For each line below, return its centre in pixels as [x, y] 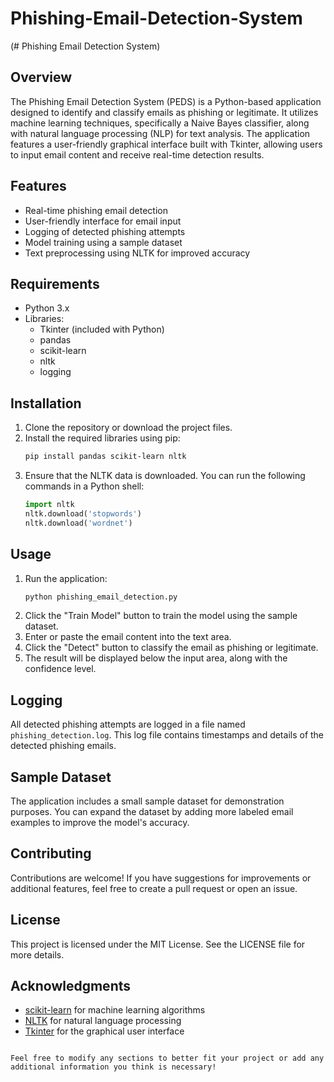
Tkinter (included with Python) [102, 329]
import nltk [49, 505]
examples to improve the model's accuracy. [100, 822]
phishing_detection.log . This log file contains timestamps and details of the [167, 735]
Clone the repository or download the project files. [128, 428]
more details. [37, 954]
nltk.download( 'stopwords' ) [83, 513]
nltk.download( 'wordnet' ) [78, 523]
